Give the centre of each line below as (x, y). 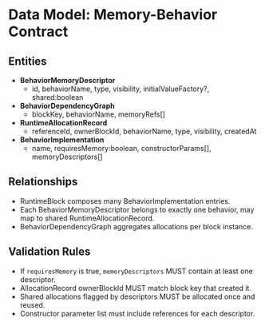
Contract (38, 32)
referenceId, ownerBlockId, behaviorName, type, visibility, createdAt (144, 131)
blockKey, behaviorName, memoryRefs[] (99, 114)
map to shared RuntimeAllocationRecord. (87, 218)
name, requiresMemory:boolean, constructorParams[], (121, 148)
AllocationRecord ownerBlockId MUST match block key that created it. (135, 288)
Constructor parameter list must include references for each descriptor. (137, 313)
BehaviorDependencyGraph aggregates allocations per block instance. (136, 226)
